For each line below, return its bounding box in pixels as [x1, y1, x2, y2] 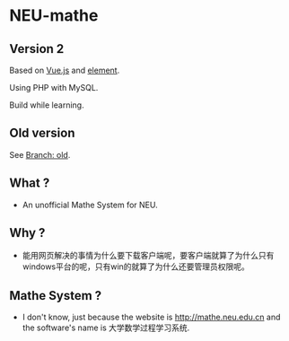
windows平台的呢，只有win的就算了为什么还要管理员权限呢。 [22, 261, 250, 272]
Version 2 [9, 41, 65, 57]
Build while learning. [9, 100, 84, 110]
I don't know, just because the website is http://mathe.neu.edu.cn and [22, 311, 281, 323]
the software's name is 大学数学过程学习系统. [22, 322, 190, 333]
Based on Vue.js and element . [9, 65, 120, 75]
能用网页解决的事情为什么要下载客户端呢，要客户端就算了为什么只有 [22, 250, 275, 261]
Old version [9, 126, 75, 141]
